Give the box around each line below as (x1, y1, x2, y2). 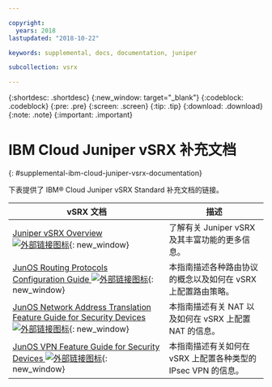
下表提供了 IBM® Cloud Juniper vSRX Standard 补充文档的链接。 (8, 185, 224, 195)
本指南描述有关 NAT (168, 301, 244, 312)
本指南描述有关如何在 (168, 341, 251, 352)
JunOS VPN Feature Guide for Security (12, 342, 160, 353)
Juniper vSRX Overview (12, 228, 103, 239)
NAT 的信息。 (168, 325, 220, 337)
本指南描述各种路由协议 (168, 261, 259, 273)
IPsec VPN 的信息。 (168, 365, 244, 376)
